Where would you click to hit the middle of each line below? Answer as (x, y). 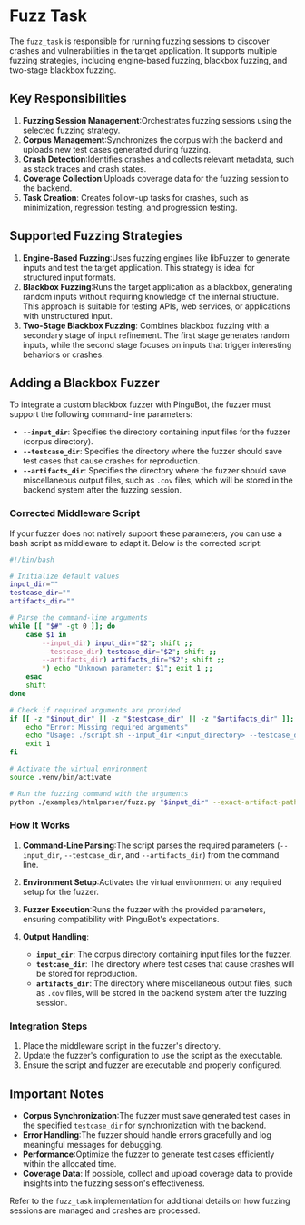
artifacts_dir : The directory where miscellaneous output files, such (164, 983)
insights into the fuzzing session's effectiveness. (113, 1183)
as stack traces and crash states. (84, 168)
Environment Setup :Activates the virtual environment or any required (152, 881)
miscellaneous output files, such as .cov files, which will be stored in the (157, 480)
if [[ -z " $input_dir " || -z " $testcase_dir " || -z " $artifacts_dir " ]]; (152, 719)
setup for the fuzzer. (61, 891)
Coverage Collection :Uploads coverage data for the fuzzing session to (155, 178)
